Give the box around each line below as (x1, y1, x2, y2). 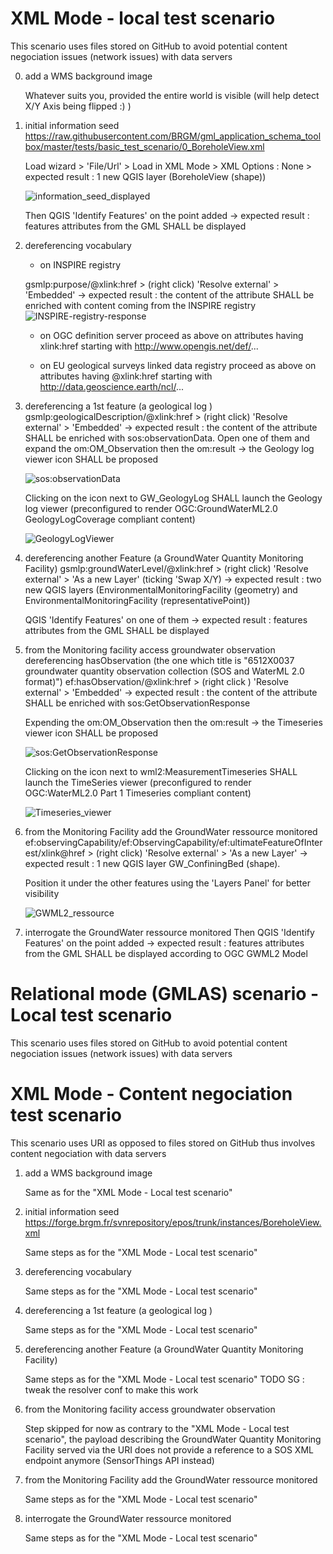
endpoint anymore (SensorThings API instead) (24, 1454, 215, 1466)
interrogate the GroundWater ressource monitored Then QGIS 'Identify (24, 926, 315, 938)
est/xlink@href (24, 847, 86, 859)
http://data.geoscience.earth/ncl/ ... (39, 380, 185, 392)
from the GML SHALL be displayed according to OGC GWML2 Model (24, 947, 308, 959)
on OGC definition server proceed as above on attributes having (39, 329, 304, 341)
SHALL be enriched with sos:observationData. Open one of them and (24, 432, 310, 444)
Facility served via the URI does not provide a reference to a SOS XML (24, 1443, 314, 1456)
